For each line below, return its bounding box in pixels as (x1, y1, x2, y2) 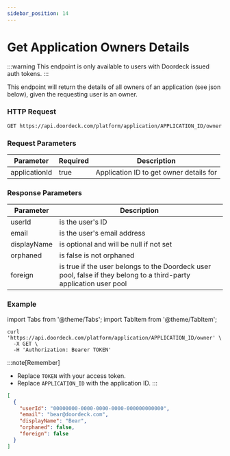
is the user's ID (59, 217, 107, 227)
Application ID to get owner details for (95, 168, 218, 177)
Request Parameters (7, 138, 77, 148)
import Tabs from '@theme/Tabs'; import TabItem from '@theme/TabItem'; (7, 315, 218, 323)
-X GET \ (13, 340, 38, 347)
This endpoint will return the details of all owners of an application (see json (7, 83, 221, 91)
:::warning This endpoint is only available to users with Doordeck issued (7, 62, 210, 71)
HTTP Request (7, 107, 57, 116)
